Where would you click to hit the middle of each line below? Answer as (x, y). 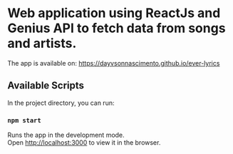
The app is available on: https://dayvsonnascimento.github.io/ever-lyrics (114, 63)
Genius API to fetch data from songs (116, 28)
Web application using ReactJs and (114, 13)
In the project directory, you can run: (61, 103)
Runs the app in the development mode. (66, 135)
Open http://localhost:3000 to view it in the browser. (84, 143)
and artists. (42, 43)
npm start (24, 120)
